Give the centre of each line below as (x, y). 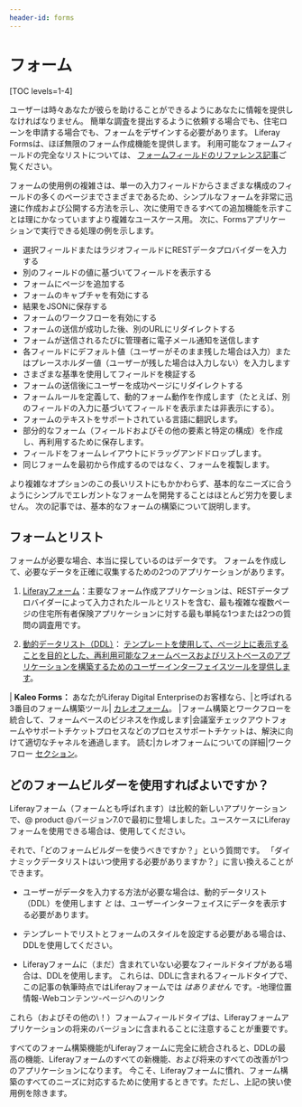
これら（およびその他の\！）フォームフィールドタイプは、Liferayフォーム (146, 1018)
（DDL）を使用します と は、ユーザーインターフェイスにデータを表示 (151, 904)
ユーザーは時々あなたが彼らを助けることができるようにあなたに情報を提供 (147, 109)
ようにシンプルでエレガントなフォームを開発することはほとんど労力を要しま (151, 494)
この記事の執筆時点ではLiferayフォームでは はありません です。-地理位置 (157, 987)
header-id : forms (42, 18)
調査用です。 (62, 625)
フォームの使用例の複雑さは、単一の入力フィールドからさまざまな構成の (143, 185)
